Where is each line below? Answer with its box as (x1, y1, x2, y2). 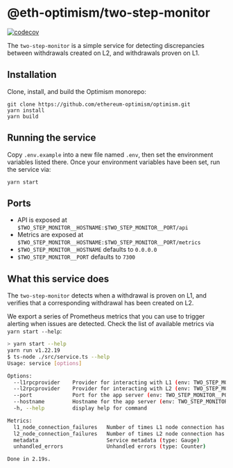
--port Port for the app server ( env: (13, 392, 163, 399)
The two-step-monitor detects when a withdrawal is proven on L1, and (7, 291, 207, 300)
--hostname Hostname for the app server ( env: (13, 398, 175, 405)
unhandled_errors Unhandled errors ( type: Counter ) (13, 443, 207, 450)
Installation (7, 69, 57, 81)
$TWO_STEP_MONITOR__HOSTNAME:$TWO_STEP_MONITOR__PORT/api (17, 225, 189, 232)
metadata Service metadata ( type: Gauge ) (13, 437, 200, 444)
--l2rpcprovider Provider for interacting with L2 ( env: (13, 385, 191, 392)
